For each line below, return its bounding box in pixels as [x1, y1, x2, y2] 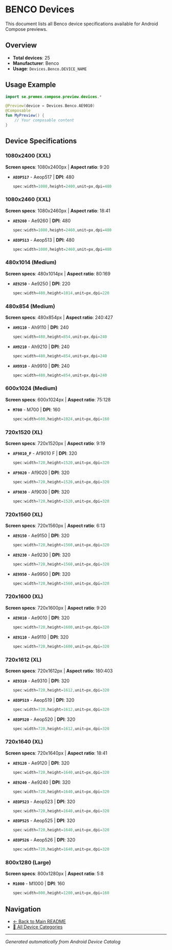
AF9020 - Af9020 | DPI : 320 [12, 469, 70, 476]
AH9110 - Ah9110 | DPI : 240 [12, 324, 69, 330]
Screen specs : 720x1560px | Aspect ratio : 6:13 [5, 522, 105, 528]
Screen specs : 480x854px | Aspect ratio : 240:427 [5, 314, 113, 320]
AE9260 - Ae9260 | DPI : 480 [12, 217, 71, 224]
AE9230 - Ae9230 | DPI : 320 [12, 552, 71, 558]
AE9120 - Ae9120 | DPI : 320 [12, 760, 70, 766]
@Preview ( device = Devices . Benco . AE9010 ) [5, 103, 95, 108]
